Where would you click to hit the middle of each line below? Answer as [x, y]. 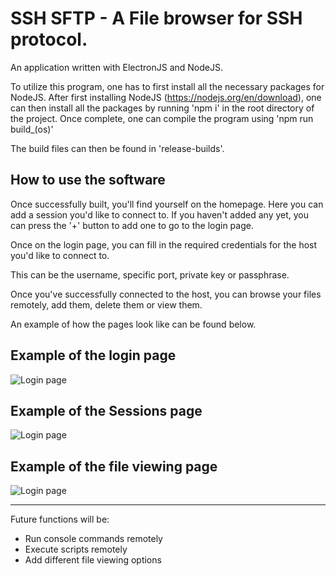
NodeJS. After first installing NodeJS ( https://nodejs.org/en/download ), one [166, 97]
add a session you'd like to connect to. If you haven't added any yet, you [160, 214]
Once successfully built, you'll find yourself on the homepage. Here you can [167, 204]
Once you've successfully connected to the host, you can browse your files [166, 294]
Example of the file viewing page [114, 466]
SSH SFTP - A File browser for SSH [156, 18]
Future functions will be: [60, 519]
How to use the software [88, 180]
